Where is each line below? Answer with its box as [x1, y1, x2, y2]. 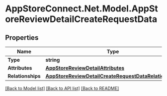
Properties [5, 33, 39, 42]
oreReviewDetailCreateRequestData [5, 13, 158, 25]
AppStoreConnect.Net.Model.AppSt [5, 3, 158, 14]
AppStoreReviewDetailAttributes [45, 65, 125, 71]
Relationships [7, 73, 41, 80]
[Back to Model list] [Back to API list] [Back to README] [5, 86, 119, 91]
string [45, 57, 60, 63]
